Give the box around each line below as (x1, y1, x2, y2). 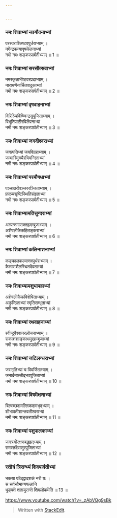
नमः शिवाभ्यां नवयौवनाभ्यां (5, 29, 51, 36)
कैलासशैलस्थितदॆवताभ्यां (5, 263, 43, 269)
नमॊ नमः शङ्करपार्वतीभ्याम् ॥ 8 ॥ (5, 306, 60, 312)
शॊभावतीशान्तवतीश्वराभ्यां (5, 408, 45, 415)
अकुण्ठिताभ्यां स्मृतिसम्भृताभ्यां (5, 300, 51, 306)
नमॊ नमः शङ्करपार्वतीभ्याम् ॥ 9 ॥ (5, 341, 60, 348)
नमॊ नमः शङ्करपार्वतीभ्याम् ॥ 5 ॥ (5, 197, 60, 203)
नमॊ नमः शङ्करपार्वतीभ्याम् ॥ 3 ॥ (5, 124, 60, 131)
